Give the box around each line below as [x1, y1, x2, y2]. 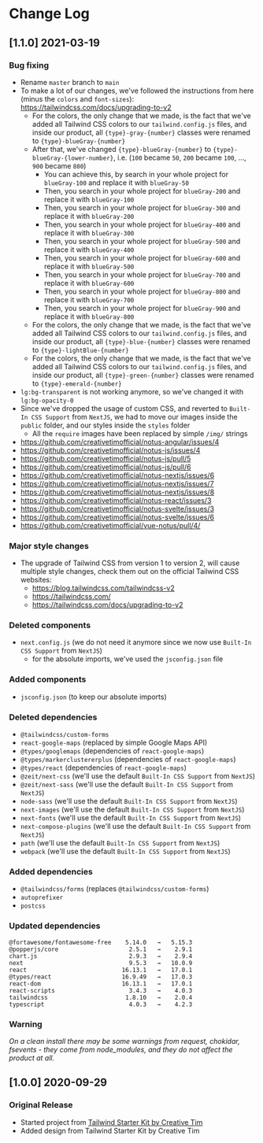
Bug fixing [9, 60, 50, 71]
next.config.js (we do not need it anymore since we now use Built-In [20, 638, 252, 647]
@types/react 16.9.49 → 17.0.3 [9, 973, 193, 981]
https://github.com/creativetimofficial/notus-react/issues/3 [20, 495, 212, 505]
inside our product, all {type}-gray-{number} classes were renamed [31, 128, 251, 137]
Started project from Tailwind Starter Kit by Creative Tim [20, 1117, 203, 1126]
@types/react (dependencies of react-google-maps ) [20, 763, 187, 772]
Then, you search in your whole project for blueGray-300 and [43, 202, 241, 213]
